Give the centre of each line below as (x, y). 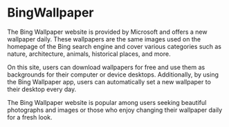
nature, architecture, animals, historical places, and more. (89, 54)
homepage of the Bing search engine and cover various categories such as (114, 46)
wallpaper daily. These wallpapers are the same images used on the (104, 39)
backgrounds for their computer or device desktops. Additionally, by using (113, 75)
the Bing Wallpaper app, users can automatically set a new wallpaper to (109, 81)
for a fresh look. (30, 117)
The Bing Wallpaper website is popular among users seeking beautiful (107, 102)
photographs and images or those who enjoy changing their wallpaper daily (115, 110)
